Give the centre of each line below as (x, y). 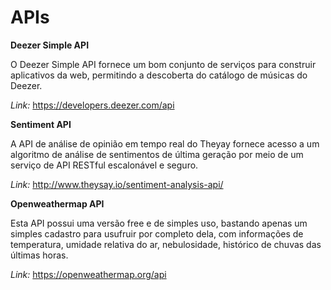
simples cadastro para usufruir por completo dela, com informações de (157, 233)
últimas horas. (39, 255)
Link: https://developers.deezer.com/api (92, 105)
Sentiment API (41, 124)
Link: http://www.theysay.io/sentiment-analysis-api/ (117, 184)
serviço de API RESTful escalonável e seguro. (104, 165)
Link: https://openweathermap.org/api (88, 274)
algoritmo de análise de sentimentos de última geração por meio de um (157, 154)
